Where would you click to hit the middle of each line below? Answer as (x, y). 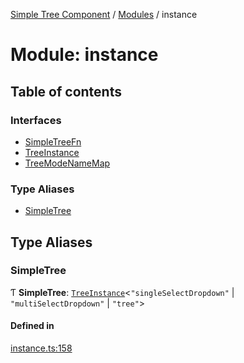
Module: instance (84, 55)
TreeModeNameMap (67, 163)
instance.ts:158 (41, 348)
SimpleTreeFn (53, 141)
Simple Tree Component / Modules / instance (104, 14)
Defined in (32, 326)
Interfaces (36, 120)
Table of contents (66, 91)
